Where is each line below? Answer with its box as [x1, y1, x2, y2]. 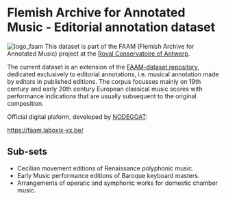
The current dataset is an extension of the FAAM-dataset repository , [7, 63, 200, 71]
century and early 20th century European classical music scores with [7, 85, 203, 93]
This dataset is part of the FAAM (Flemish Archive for [45, 42, 194, 50]
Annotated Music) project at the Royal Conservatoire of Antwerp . [7, 49, 190, 58]
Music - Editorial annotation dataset [7, 19, 216, 35]
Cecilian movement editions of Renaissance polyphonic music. [16, 164, 194, 173]
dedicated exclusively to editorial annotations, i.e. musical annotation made [7, 70, 219, 78]
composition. [7, 99, 45, 107]
